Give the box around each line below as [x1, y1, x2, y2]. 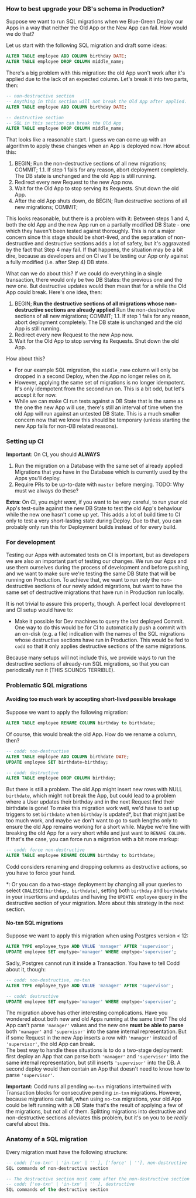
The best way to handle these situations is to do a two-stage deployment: [6, 1047, 183, 1054]
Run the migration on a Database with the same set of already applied [14, 462, 183, 469]
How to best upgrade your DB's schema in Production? [6, 5, 165, 13]
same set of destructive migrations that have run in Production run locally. [6, 589, 184, 596]
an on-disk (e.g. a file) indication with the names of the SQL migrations [14, 630, 185, 637]
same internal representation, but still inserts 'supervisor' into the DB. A [6, 1059, 181, 1067]
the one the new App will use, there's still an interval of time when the [14, 404, 183, 411]
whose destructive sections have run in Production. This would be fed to [14, 636, 190, 643]
